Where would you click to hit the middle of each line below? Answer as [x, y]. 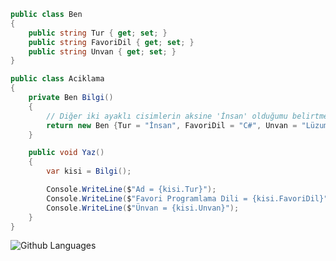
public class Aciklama [57, 79]
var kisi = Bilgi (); [89, 171]
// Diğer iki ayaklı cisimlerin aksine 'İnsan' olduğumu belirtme [187, 116]
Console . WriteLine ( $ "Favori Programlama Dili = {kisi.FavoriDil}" [187, 198]
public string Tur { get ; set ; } [98, 33]
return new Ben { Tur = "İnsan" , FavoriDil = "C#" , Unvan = [172, 125]
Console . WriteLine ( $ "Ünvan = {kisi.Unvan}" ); [143, 208]
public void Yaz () [66, 153]
